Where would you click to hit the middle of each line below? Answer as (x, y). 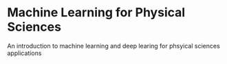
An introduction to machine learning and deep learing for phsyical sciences (113, 46)
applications (24, 53)
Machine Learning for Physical (96, 13)
